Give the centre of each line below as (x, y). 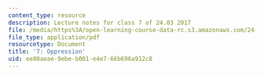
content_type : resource (47, 15)
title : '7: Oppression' (47, 52)
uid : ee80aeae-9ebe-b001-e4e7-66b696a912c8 (81, 59)
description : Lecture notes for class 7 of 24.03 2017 (100, 23)
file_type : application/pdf (54, 37)
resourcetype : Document (47, 45)
